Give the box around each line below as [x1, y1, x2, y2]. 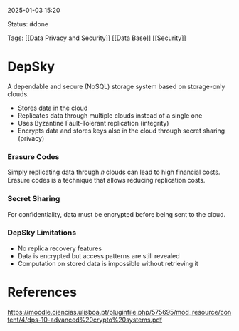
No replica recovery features [17, 244, 102, 253]
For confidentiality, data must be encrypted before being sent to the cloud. [7, 210, 226, 218]
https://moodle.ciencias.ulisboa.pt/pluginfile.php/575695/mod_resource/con [7, 307, 232, 316]
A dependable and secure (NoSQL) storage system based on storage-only [7, 82, 225, 91]
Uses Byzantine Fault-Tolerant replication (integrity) [17, 118, 169, 127]
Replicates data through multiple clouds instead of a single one [17, 111, 203, 120]
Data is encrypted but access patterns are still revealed [17, 251, 180, 260]
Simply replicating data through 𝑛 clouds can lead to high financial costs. [7, 168, 221, 177]
